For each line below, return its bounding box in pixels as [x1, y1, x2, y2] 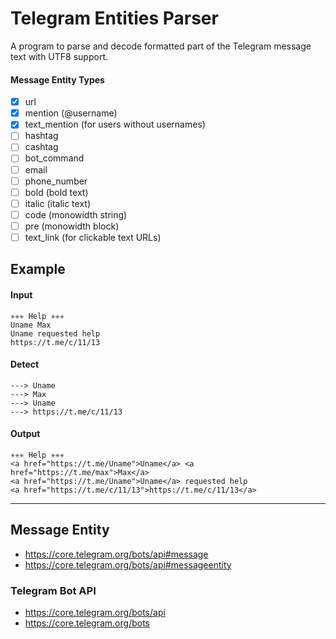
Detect [10, 358, 40, 371]
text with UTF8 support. [10, 50, 108, 62]
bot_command [24, 152, 85, 164]
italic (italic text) [24, 197, 92, 209]
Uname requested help [10, 328, 101, 339]
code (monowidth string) [24, 208, 128, 221]
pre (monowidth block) [24, 220, 120, 232]
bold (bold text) [24, 186, 89, 198]
